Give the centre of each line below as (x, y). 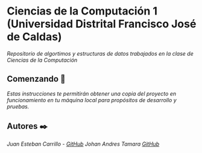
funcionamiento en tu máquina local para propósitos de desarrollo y (92, 100)
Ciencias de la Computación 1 (82, 11)
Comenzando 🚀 (36, 79)
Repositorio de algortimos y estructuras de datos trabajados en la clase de (100, 53)
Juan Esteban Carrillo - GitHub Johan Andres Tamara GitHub (83, 144)
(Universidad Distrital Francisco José (102, 24)
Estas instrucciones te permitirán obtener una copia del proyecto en (92, 93)
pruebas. (18, 106)
